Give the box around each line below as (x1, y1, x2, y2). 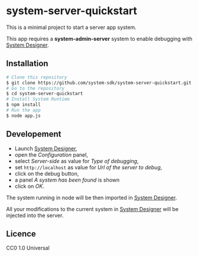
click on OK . (14, 182, 44, 190)
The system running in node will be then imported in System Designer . (6, 194, 177, 201)
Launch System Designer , (14, 145, 77, 152)
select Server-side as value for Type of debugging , (14, 157, 139, 164)
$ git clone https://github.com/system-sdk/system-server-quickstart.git (6, 80, 192, 86)
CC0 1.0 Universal (6, 244, 50, 252)
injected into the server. (6, 212, 64, 219)
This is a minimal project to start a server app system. (6, 24, 137, 31)
